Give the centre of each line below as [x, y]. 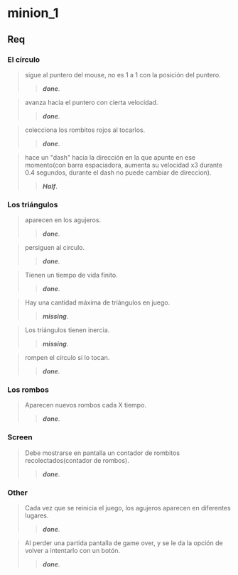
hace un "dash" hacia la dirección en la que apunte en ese [110, 157]
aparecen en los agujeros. [63, 220]
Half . [50, 186]
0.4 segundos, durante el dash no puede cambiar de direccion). [118, 172]
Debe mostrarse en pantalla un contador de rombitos [102, 453]
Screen [20, 437]
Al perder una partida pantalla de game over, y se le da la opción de [124, 543]
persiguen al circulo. [55, 248]
